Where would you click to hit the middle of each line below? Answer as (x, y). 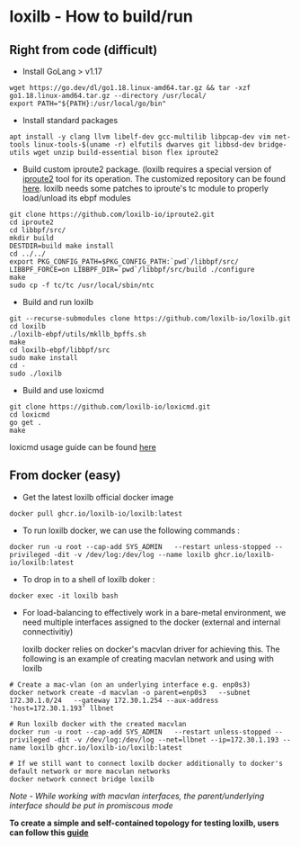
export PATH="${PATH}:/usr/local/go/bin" (88, 104)
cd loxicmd (30, 415)
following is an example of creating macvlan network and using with (148, 658)
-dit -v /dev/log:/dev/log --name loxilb (132, 554)
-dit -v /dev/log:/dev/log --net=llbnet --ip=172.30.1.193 (166, 740)
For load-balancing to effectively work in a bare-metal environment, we (154, 612)
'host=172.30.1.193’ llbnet (62, 708)
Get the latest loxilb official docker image (98, 497)
